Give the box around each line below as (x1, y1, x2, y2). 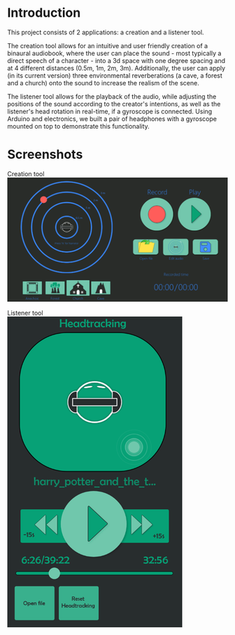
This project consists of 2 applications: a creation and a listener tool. (7, 28, 204, 36)
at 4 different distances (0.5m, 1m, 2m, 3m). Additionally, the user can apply (7, 64, 226, 72)
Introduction (7, 5, 81, 21)
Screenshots (7, 147, 83, 162)
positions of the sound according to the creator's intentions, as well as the (7, 99, 221, 108)
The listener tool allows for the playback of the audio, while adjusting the (7, 92, 217, 101)
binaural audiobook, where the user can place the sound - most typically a (7, 49, 222, 57)
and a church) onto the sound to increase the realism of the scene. (7, 78, 199, 87)
